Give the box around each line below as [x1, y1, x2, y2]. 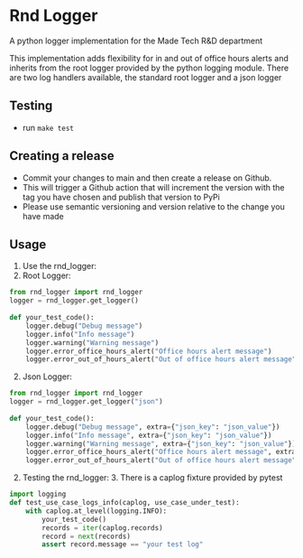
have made [22, 210, 65, 221]
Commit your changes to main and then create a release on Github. [22, 172, 272, 183]
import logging [9, 489, 67, 499]
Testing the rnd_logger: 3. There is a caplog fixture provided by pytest [22, 472, 283, 483]
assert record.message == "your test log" [41, 540, 204, 549]
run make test [22, 122, 74, 133]
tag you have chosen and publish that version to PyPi [22, 191, 221, 202]
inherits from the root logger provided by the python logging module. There [9, 62, 289, 73]
